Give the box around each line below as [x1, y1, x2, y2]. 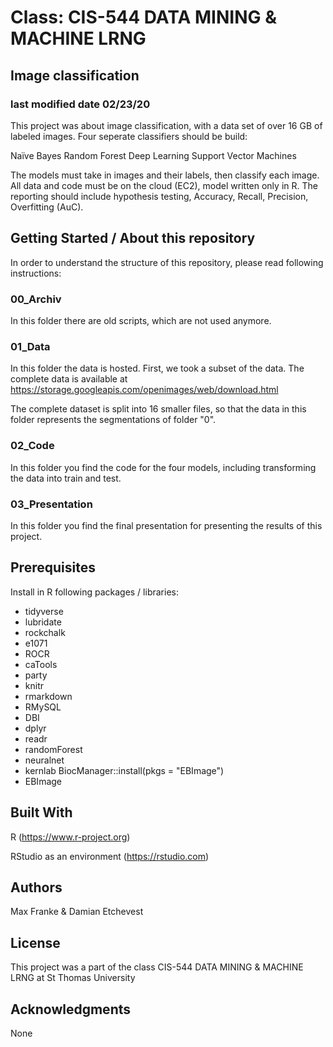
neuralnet [24, 754, 65, 766]
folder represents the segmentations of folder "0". [10, 414, 217, 426]
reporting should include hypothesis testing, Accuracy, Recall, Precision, [10, 190, 309, 202]
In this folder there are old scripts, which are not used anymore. [10, 314, 272, 326]
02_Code [10, 439, 55, 453]
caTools [24, 658, 58, 670]
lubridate [24, 616, 62, 628]
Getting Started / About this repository [10, 230, 256, 247]
